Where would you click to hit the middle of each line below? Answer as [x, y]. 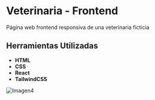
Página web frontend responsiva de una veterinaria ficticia [78, 27]
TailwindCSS [31, 79]
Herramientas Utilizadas [52, 46]
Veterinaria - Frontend [62, 11]
